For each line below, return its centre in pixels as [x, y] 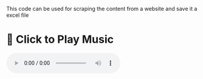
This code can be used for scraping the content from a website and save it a [102, 9]
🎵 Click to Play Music [60, 39]
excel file [18, 15]
